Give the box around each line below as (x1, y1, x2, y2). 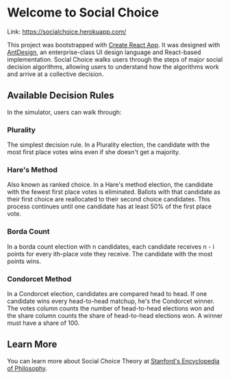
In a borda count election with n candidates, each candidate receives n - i (7, 242, 214, 251)
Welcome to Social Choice (7, 5, 159, 21)
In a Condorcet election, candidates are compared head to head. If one (7, 289, 207, 297)
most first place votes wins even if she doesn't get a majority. (7, 148, 181, 156)
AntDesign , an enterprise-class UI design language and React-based (7, 48, 201, 56)
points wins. (7, 257, 41, 265)
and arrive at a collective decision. (7, 70, 104, 78)
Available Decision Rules (7, 90, 114, 101)
